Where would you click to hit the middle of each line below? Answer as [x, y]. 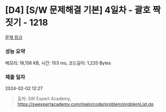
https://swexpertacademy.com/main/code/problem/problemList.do [85, 104]
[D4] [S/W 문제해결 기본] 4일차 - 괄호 [78, 10]
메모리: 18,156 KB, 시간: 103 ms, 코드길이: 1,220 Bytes [58, 63]
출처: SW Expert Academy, [44, 98]
